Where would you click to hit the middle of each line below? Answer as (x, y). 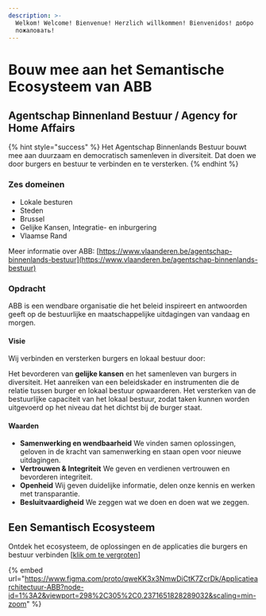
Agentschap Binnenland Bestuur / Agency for (123, 115)
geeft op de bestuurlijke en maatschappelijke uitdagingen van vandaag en (129, 314)
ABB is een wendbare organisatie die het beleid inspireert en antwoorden (128, 306)
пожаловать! (35, 30)
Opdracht (27, 288)
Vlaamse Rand (43, 236)
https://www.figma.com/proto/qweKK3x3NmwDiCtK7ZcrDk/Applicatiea (141, 579)
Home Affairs (42, 128)
